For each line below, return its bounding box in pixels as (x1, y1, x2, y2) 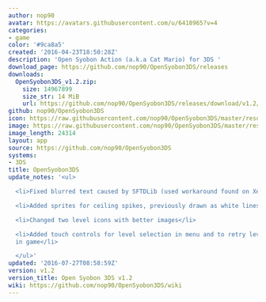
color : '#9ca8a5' (8, 41, 66, 49)
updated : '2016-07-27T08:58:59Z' (8, 259, 119, 267)
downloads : (8, 70, 44, 78)
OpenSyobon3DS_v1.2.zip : (15, 77, 97, 85)
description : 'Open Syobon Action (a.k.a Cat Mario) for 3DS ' (8, 56, 222, 64)
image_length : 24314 (8, 129, 77, 137)
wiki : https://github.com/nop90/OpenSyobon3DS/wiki (8, 281, 182, 289)
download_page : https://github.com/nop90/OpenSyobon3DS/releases (8, 63, 228, 71)
